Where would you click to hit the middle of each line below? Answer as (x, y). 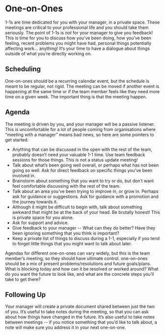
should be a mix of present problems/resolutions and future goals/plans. (78, 264)
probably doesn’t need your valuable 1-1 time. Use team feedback (79, 154)
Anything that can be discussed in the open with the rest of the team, (82, 149)
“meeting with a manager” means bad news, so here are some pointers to (80, 134)
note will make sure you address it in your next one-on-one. (66, 328)
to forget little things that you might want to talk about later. (72, 243)
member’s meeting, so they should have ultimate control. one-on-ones (76, 258)
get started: (17, 140)
